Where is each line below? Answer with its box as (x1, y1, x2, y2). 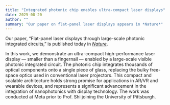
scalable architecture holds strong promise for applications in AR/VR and (5, 78, 158, 84)
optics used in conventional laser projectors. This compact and (19, 72, 152, 79)
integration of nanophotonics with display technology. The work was (5, 88, 150, 94)
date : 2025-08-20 (5, 12, 42, 17)
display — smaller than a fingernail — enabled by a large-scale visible (5, 56, 152, 62)
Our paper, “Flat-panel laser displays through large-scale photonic (5, 36, 145, 42)
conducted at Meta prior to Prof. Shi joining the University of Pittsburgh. (5, 94, 156, 100)
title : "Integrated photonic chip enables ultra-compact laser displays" (5, 7, 166, 13)
